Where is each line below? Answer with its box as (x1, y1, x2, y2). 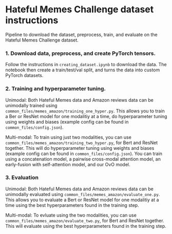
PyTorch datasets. (5, 72, 44, 79)
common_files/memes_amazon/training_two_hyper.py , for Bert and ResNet (5, 140, 158, 146)
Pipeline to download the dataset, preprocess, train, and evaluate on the (5, 31, 158, 37)
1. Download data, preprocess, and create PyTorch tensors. (5, 50, 156, 57)
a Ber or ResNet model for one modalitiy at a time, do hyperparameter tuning (5, 113, 167, 119)
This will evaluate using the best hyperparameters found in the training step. (5, 223, 167, 229)
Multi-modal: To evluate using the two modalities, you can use (5, 212, 137, 218)
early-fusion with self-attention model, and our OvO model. (5, 161, 130, 167)
